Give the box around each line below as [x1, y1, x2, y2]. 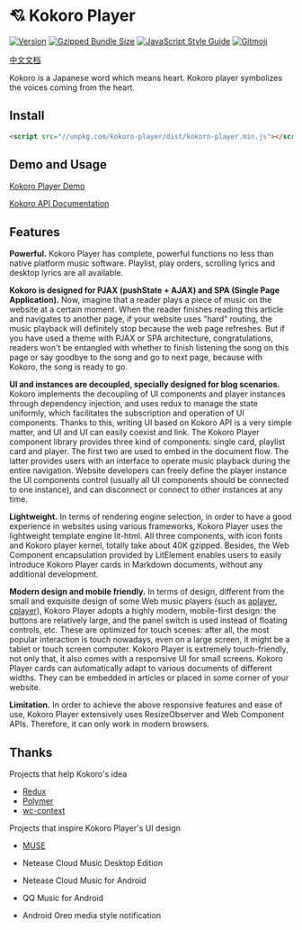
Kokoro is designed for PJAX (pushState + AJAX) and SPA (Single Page [9, 285, 280, 296]
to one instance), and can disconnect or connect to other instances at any [9, 484, 283, 496]
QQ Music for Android [22, 893, 104, 904]
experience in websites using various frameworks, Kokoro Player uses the [9, 521, 283, 532]
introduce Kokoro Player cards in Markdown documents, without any [9, 560, 263, 570]
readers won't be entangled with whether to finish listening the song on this [9, 342, 289, 353]
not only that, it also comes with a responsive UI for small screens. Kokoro [9, 653, 283, 664]
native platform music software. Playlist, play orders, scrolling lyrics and [9, 258, 276, 269]
